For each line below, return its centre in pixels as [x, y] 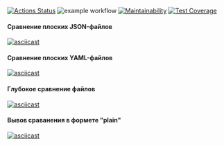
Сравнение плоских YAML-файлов [60, 57]
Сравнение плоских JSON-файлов [60, 26]
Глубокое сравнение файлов [51, 89]
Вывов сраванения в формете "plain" [64, 120]
